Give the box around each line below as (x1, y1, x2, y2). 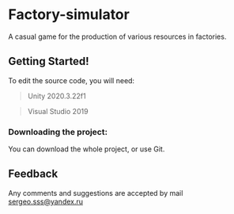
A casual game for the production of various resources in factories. (8, 32, 227, 41)
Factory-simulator (8, 6, 130, 24)
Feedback (8, 167, 58, 181)
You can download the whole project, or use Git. (8, 144, 165, 154)
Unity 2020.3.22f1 (27, 91, 86, 101)
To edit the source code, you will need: (8, 75, 135, 85)
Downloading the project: (8, 126, 108, 137)
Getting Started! (8, 55, 89, 68)
